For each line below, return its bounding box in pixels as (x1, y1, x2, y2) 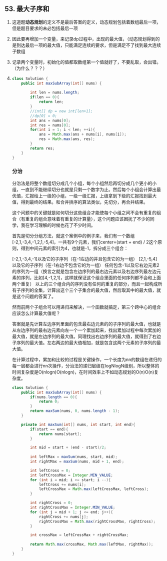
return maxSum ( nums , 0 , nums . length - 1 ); (30, 408, 120, 413)
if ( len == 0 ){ (30, 94, 59, 100)
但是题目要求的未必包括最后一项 (11, 25, 78, 31)
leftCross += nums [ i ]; (38, 482, 86, 487)
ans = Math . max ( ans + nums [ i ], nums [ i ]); (38, 132, 127, 137)
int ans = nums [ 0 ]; (30, 118, 70, 123)
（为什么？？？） (11, 65, 47, 71)
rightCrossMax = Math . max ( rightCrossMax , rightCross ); (38, 519, 156, 524)
